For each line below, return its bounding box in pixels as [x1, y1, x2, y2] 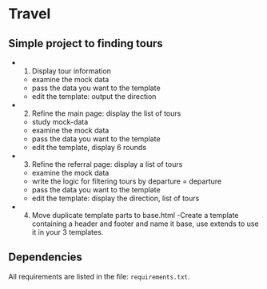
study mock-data [31, 117, 89, 126]
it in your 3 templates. [31, 228, 104, 236]
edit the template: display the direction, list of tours [31, 193, 200, 203]
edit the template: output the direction [31, 92, 157, 101]
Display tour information [31, 66, 112, 76]
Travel [8, 5, 51, 23]
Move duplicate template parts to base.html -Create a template [31, 211, 239, 220]
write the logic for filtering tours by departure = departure [31, 176, 222, 186]
